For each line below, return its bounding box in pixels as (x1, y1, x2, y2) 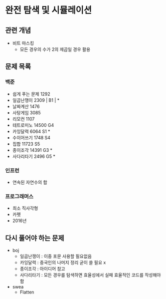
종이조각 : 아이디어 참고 (19, 266, 66, 272)
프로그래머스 (5, 193, 34, 200)
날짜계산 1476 (12, 103, 40, 109)
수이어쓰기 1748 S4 (12, 134, 51, 140)
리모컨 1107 (12, 116, 35, 122)
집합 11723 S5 (12, 141, 40, 147)
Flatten (19, 289, 34, 295)
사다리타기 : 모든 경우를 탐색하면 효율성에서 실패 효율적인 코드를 (19, 272, 144, 278)
